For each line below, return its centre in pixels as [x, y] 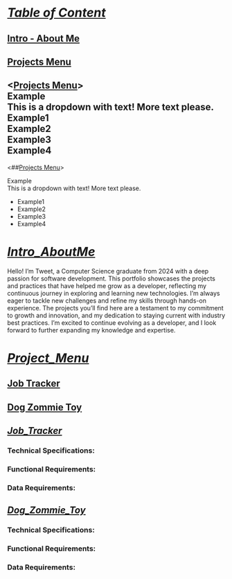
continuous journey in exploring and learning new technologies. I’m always [114, 293]
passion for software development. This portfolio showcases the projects [111, 278]
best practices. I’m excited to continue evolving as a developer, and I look [112, 322]
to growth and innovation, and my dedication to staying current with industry [116, 315]
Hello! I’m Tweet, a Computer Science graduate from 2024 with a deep [108, 271]
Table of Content [56, 13]
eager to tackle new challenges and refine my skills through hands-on [107, 301]
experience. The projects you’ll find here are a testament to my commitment [115, 308]
